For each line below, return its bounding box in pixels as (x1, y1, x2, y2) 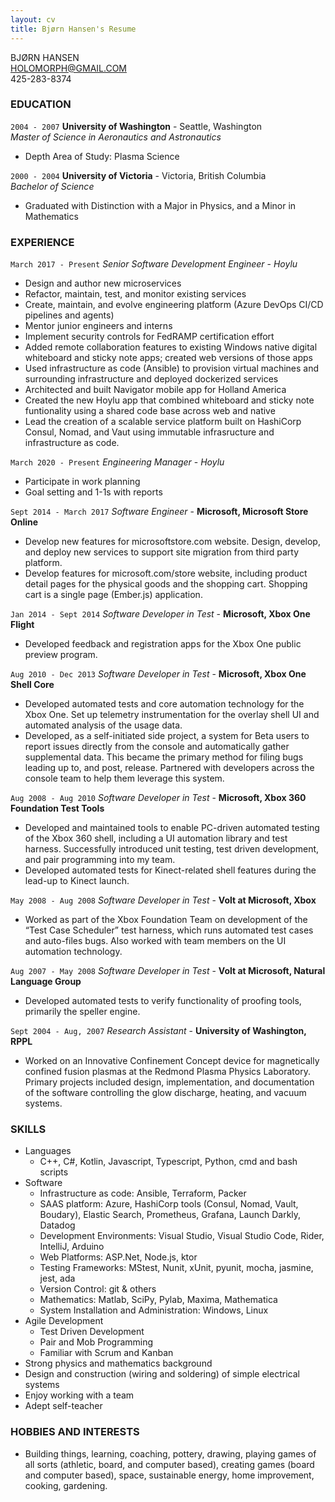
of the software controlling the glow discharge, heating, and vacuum (24, 1087, 307, 1099)
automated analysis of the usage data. (24, 719, 183, 731)
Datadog (39, 1219, 76, 1231)
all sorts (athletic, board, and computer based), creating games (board (24, 1458, 315, 1470)
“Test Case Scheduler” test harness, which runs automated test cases (24, 924, 314, 936)
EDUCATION (10, 97, 72, 111)
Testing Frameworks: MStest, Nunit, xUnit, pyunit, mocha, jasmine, (39, 1262, 314, 1274)
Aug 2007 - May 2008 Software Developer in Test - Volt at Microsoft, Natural (10, 965, 326, 977)
